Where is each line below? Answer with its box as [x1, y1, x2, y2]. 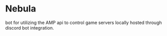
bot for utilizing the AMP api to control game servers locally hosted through [5, 19, 162, 25]
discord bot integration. [5, 24, 54, 30]
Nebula [5, 3, 36, 14]
